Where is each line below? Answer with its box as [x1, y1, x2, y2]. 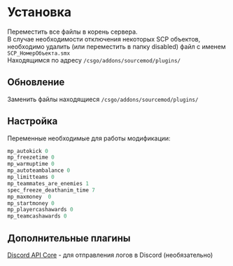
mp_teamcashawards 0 [7, 213, 68, 220]
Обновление [7, 77, 65, 88]
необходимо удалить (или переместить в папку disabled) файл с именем [7, 42, 226, 51]
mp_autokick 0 [7, 147, 49, 154]
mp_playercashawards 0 [7, 206, 73, 213]
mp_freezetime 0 [7, 154, 55, 161]
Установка [7, 4, 72, 20]
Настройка [7, 115, 58, 127]
